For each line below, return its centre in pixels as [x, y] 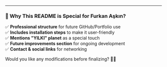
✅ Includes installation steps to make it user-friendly [60, 32]
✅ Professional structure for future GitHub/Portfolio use [63, 27]
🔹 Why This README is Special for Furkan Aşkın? [66, 16]
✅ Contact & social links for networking [46, 49]
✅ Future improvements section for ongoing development [65, 44]
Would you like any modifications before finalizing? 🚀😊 [61, 59]
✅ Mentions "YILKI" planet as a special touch [53, 38]
